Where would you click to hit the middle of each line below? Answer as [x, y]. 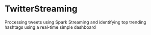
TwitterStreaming [41, 9]
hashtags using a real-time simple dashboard [50, 27]
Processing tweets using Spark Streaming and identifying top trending [75, 22]
